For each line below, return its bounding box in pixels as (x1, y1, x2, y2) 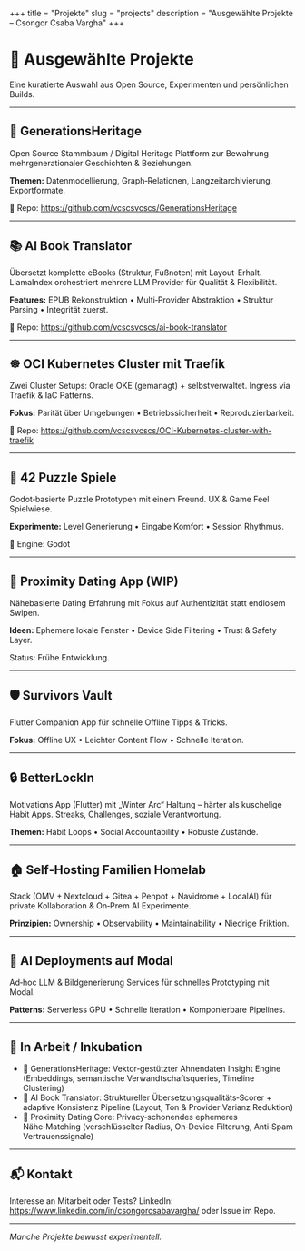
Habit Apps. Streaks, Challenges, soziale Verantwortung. (9, 809, 221, 819)
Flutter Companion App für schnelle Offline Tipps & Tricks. (9, 717, 229, 728)
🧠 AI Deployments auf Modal (9, 953, 174, 968)
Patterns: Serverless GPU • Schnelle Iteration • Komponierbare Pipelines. (9, 1004, 286, 1016)
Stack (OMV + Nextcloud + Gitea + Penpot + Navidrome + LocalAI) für (9, 890, 272, 902)
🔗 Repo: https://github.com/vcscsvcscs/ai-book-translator (9, 322, 228, 333)
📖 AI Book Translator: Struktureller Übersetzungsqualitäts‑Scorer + (22, 1092, 272, 1103)
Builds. (9, 88, 35, 99)
